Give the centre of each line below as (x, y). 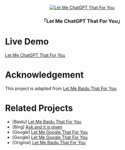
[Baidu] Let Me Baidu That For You (47, 122)
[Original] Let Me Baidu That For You (49, 142)
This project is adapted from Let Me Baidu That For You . (62, 88)
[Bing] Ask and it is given (37, 127)
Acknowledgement (44, 75)
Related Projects (39, 108)
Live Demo (27, 42)
